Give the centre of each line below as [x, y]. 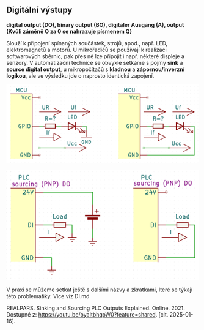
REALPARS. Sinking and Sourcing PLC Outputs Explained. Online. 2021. [96, 308]
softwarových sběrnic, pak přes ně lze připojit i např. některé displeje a [96, 56]
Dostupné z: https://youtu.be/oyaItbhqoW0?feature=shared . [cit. [87, 314]
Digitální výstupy [39, 10]
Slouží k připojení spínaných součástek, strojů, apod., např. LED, [87, 43]
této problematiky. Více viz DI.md [48, 296]
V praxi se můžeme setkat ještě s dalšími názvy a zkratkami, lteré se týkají [100, 290]
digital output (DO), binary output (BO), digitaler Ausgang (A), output [95, 24]
